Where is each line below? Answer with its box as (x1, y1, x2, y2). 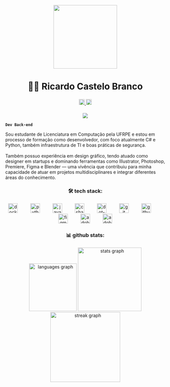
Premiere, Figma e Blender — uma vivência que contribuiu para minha (5, 164, 152, 170)
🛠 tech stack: (67, 187, 103, 194)
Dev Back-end (5, 123, 33, 128)
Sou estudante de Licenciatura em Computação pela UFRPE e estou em (5, 131, 155, 137)
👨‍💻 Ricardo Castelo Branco (27, 81, 143, 93)
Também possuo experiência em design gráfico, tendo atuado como (5, 153, 148, 159)
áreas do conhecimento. (5, 174, 56, 181)
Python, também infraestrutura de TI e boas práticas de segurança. (5, 142, 146, 148)
